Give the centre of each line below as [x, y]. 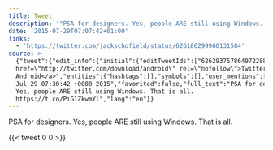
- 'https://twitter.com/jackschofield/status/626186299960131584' [130, 46]
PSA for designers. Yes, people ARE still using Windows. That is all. [121, 122]
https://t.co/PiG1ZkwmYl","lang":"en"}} [85, 99]
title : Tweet [30, 16]
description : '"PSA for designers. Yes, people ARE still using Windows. [136, 24]
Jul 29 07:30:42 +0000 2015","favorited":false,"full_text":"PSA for [136, 84]
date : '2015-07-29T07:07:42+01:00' [69, 31]
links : [19, 39]
